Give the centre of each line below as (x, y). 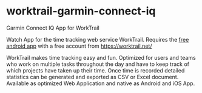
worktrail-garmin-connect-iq (81, 11)
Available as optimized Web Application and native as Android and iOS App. (101, 83)
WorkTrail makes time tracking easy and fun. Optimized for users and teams (101, 57)
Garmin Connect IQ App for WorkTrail (53, 28)
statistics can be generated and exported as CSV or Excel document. (93, 77)
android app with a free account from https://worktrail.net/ (79, 46)
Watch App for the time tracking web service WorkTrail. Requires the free (98, 39)
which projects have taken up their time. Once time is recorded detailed (96, 70)
